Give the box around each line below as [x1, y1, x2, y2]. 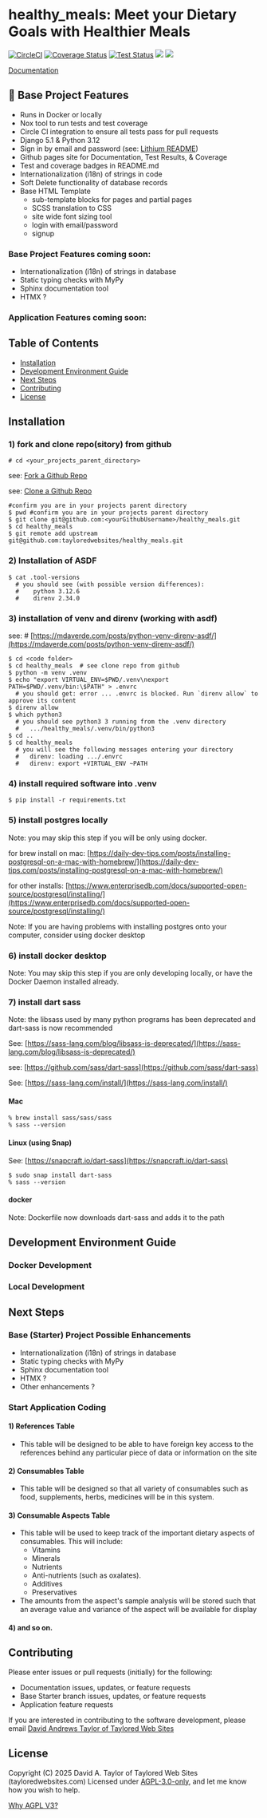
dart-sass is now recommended [8, 1024, 113, 1033]
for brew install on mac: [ [8, 848, 90, 858]
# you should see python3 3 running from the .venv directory [15, 718, 226, 726]
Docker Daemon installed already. [8, 976, 120, 986]
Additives [31, 1579, 63, 1589]
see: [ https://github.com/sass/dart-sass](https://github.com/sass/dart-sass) [8, 1063, 259, 1072]
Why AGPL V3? [8, 1800, 58, 1810]
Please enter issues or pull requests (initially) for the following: [8, 1667, 213, 1677]
